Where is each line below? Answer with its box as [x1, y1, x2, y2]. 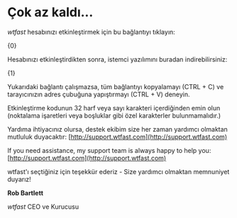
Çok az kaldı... [7, 4, 94, 21]
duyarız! [7, 175, 32, 183]
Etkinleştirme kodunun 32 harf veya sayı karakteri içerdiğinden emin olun [7, 103, 221, 112]
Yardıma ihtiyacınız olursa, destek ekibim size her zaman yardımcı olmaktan [7, 125, 228, 133]
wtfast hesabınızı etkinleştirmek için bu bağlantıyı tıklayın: [7, 28, 175, 36]
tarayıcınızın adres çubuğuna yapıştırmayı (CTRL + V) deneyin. [7, 90, 190, 98]
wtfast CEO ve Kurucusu [7, 202, 79, 211]
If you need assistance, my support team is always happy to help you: [7, 146, 211, 154]
